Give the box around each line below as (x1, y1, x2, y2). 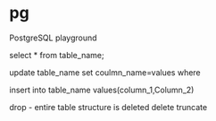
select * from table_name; (9, 49, 104, 60)
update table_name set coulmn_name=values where (9, 66, 201, 78)
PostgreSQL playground (9, 32, 97, 43)
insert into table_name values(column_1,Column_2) (9, 84, 195, 95)
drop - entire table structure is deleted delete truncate (9, 101, 208, 112)
